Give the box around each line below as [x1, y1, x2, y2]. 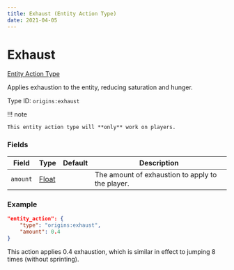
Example [7, 200, 38, 209]
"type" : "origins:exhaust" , [19, 221, 101, 229]
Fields [7, 140, 29, 150]
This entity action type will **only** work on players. [7, 123, 176, 131]
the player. [94, 179, 130, 188]
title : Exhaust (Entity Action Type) [7, 10, 117, 17]
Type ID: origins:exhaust [7, 97, 80, 105]
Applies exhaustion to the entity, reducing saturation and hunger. [7, 83, 193, 91]
